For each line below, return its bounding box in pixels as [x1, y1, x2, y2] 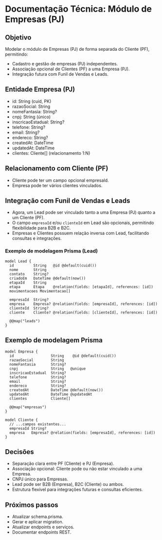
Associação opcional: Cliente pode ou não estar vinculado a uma [12, 466, 143, 472]
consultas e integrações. [12, 235, 62, 241]
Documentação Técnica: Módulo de [5, 3, 152, 15]
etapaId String [9, 280, 47, 285]
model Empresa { [5, 349, 38, 354]
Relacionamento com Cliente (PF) [5, 165, 108, 173]
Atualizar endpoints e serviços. [12, 524, 74, 530]
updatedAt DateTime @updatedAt [9, 392, 92, 396]
